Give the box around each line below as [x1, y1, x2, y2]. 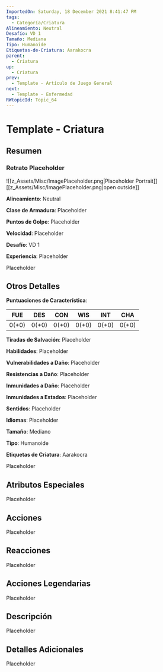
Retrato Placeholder [6, 164, 65, 172]
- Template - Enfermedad [11, 91, 73, 97]
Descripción [6, 612, 52, 622]
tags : [6, 14, 20, 20]
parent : [6, 53, 25, 59]
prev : [6, 75, 20, 81]
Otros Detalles [6, 281, 60, 291]
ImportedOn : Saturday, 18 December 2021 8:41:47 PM [6, 8, 136, 15]
